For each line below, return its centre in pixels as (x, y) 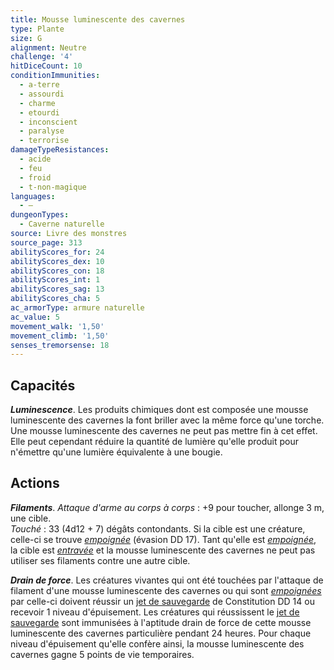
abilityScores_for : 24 (57, 252)
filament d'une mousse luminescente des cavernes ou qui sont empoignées (166, 590)
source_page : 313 (46, 242)
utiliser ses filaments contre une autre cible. (100, 560)
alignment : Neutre (48, 47)
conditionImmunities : (55, 76)
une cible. (31, 518)
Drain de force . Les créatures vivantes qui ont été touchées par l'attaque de (167, 580)
